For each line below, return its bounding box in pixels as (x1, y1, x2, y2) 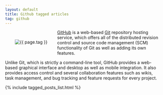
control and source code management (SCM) (57, 40, 148, 46)
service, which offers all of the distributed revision (57, 35, 158, 40)
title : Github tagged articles (5, 12, 69, 17)
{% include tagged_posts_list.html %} (5, 85, 81, 91)
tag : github (5, 16, 29, 21)
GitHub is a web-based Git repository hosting (57, 30, 148, 36)
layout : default (5, 7, 38, 12)
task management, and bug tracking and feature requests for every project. (5, 75, 157, 81)
